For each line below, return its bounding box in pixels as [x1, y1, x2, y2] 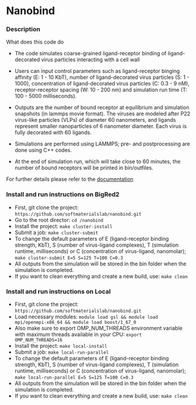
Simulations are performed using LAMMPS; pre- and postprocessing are [14, 140, 190, 148]
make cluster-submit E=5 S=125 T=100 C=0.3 [14, 255, 124, 261]
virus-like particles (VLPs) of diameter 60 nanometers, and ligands [14, 117, 177, 124]
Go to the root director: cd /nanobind [14, 216, 104, 223]
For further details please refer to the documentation [6, 175, 134, 183]
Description [6, 25, 41, 34]
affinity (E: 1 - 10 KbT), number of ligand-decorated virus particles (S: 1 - [14, 74, 190, 81]
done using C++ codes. [14, 147, 72, 154]
